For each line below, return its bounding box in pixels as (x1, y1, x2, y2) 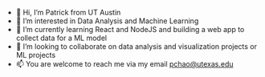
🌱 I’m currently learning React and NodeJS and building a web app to (15, 25, 245, 34)
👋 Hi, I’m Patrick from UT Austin (15, 8, 121, 17)
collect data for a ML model (15, 33, 107, 43)
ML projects (15, 51, 56, 59)
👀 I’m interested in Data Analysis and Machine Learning (15, 16, 199, 26)
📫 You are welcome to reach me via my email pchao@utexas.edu (15, 59, 234, 68)
